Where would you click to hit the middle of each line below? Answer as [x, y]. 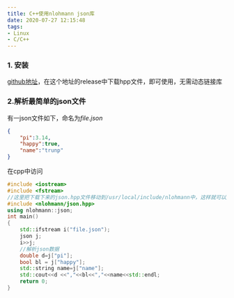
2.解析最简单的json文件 [47, 102]
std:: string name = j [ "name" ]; [62, 269]
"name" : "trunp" [42, 150]
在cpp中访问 [25, 171]
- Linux [18, 33]
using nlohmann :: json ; [40, 210]
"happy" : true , [40, 144]
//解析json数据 [40, 249]
